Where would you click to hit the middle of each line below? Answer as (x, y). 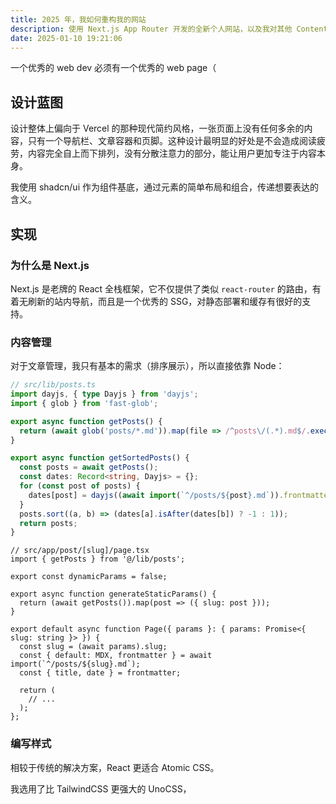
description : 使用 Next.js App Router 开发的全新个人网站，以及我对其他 (151, 29)
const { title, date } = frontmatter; (100, 673)
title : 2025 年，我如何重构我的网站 (78, 19)
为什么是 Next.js (50, 265)
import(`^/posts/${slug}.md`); (75, 664)
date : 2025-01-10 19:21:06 (66, 38)
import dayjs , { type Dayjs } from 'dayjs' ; (104, 394)
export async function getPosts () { (86, 421)
